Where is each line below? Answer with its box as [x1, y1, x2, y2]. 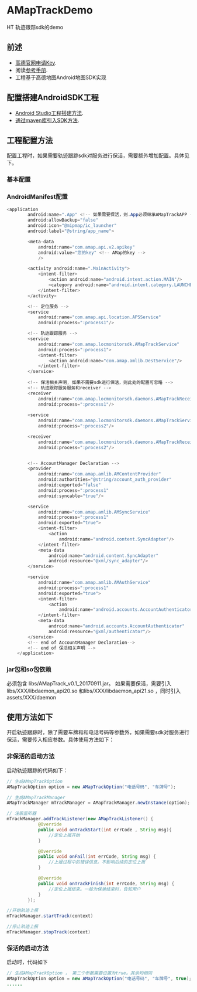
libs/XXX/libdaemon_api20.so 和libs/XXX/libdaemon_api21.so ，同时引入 [6, 687, 181, 694]
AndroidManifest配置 [6, 193, 68, 201]
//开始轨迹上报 [6, 908, 39, 913]
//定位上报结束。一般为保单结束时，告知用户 [48, 886, 141, 892]
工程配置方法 [6, 135, 53, 145]
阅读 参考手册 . [15, 66, 48, 73]
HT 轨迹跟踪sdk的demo [6, 23, 64, 30]
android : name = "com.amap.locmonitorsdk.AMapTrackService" [37, 341, 180, 347]
